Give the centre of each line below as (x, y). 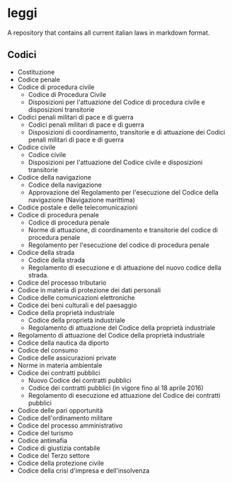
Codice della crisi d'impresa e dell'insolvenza (83, 470)
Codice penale (39, 79)
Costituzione (36, 71)
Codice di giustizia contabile (59, 448)
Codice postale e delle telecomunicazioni (77, 207)
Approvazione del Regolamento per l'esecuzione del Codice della (123, 192)
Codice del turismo (45, 432)
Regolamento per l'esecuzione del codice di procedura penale (119, 245)
